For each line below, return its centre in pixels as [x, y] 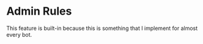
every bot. [19, 34]
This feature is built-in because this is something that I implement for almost [102, 28]
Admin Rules [39, 11]
